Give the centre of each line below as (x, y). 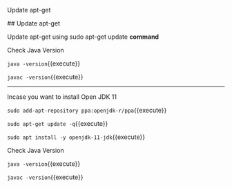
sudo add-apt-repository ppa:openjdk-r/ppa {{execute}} (87, 110)
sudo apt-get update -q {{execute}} (58, 123)
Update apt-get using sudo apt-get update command (83, 37)
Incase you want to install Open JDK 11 (62, 97)
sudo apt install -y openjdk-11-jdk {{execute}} (76, 137)
